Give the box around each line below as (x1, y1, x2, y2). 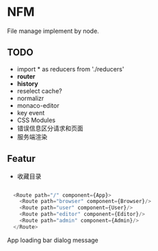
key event (16, 108, 45, 117)
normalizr (16, 94, 44, 102)
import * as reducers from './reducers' (16, 64, 124, 73)
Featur (7, 153, 36, 165)
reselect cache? (16, 86, 63, 95)
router (16, 72, 36, 80)
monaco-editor (16, 101, 60, 110)
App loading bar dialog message (7, 236, 99, 244)
